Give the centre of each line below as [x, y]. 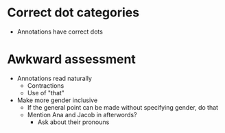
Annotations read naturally [55, 78]
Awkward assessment [71, 59]
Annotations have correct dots [60, 32]
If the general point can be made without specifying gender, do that [122, 107]
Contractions [46, 85]
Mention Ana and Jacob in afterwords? [82, 114]
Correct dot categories [73, 13]
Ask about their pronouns [73, 122]
